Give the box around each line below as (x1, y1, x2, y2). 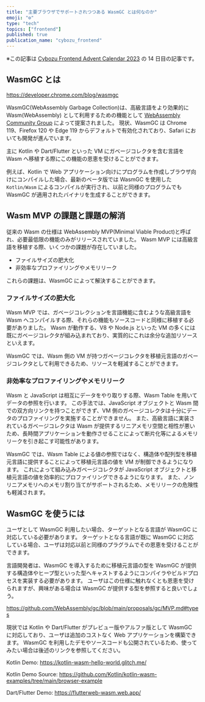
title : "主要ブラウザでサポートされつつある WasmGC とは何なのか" (6, 9, 157, 15)
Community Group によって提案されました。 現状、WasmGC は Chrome (6, 119, 187, 126)
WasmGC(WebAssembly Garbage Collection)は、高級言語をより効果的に (6, 103, 189, 111)
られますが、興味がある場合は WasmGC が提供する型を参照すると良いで (6, 585, 188, 592)
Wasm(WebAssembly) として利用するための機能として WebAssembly (6, 111, 181, 119)
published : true (6, 32, 48, 38)
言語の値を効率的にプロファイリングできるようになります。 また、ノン (16, 473, 195, 481)
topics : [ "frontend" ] (6, 26, 62, 32)
